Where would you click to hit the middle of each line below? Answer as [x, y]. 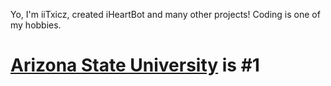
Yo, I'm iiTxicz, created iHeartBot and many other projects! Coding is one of [165, 14]
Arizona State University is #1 [135, 65]
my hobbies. [36, 25]
